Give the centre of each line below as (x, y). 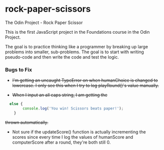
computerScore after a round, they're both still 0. (61, 142)
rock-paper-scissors (48, 9)
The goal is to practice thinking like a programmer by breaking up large (77, 46)
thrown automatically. (27, 122)
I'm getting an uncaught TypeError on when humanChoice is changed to (85, 80)
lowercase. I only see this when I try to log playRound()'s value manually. (85, 86)
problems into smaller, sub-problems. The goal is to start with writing (75, 52)
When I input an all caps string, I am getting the (60, 95)
